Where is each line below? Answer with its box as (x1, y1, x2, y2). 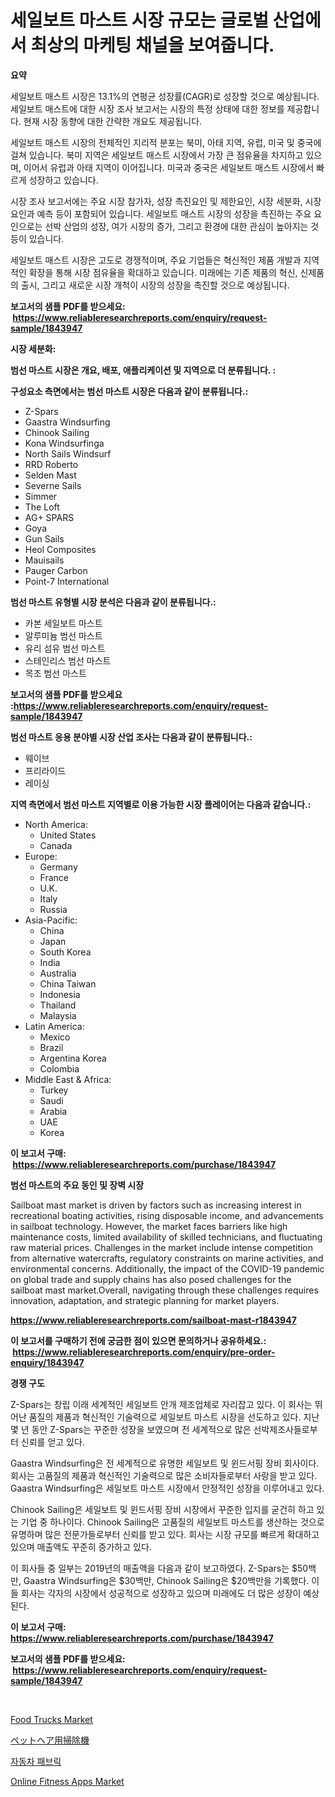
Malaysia (39, 1009, 77, 1021)
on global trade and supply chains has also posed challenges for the (10, 1273, 292, 1285)
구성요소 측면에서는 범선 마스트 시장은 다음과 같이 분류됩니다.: (10, 385, 249, 397)
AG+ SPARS (24, 511, 75, 523)
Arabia (39, 1105, 68, 1117)
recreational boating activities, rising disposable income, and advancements (10, 1209, 324, 1221)
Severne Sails (24, 479, 82, 491)
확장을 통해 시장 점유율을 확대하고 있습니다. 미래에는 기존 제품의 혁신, (28, 266, 298, 278)
